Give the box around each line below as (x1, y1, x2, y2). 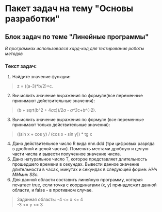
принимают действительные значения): (12, 98, 95, 104)
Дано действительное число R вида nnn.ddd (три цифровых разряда (12, 141, 155, 146)
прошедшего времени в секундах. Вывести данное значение (12, 161, 140, 167)
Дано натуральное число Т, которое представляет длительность (12, 156, 147, 162)
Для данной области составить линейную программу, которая (12, 177, 143, 183)
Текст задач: (5, 63, 37, 70)
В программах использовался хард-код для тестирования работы (5, 46, 145, 51)
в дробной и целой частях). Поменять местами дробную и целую (12, 146, 149, 152)
